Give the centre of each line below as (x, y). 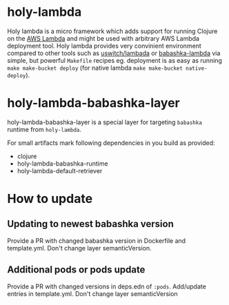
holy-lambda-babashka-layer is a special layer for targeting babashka (104, 122)
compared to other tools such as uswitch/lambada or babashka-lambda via (114, 53)
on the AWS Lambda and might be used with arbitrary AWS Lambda (103, 38)
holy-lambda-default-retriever (60, 170)
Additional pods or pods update (76, 270)
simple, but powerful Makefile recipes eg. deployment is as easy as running (115, 60)
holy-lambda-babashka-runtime (62, 164)
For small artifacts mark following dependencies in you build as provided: (111, 143)
